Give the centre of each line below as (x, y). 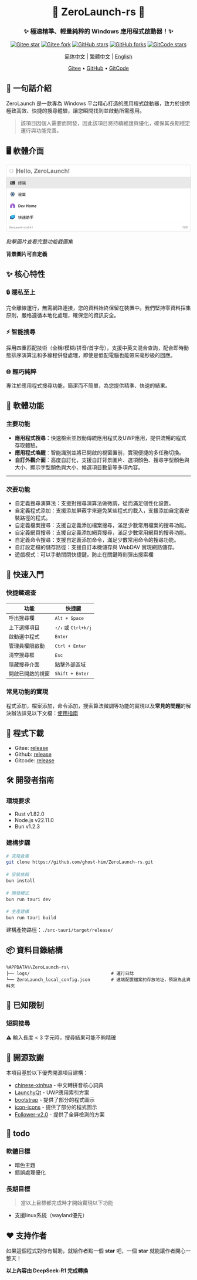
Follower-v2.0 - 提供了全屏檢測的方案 (60, 1115)
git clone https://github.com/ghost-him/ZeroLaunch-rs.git (80, 862)
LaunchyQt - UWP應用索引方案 (52, 1092)
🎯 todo (18, 1133)
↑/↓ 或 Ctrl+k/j (73, 627)
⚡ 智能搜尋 (21, 332)
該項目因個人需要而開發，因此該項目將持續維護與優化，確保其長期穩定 (105, 123)
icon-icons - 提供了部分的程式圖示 (56, 1107)
